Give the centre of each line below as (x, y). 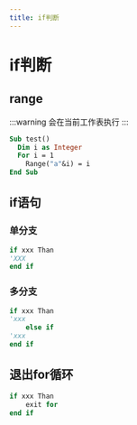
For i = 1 (36, 156)
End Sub (24, 172)
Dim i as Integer (50, 147)
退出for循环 (41, 375)
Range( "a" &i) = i (58, 164)
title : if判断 (35, 18)
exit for (42, 404)
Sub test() (30, 139)
